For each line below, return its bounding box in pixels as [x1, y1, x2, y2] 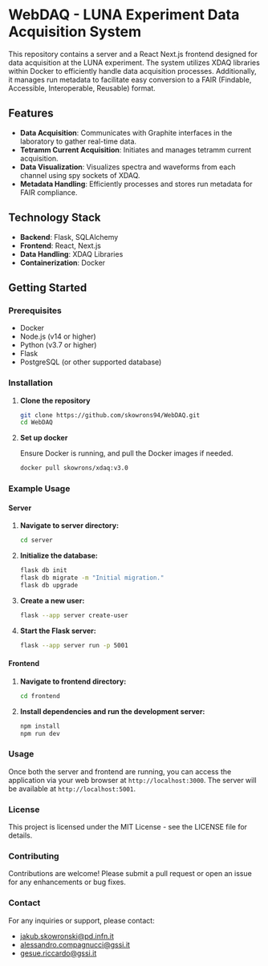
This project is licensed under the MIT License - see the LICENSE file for [8, 822, 247, 831]
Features [8, 107, 54, 120]
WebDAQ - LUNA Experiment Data [8, 6, 240, 24]
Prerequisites [8, 305, 62, 316]
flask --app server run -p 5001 [19, 641, 128, 649]
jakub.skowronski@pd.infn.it [19, 931, 114, 940]
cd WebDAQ [19, 419, 54, 427]
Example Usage [8, 483, 71, 494]
